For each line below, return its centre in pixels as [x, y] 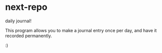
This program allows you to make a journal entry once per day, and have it [81, 30]
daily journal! [18, 21]
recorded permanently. [29, 36]
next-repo [26, 7]
